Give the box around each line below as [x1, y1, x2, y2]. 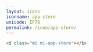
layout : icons [6, 8, 41, 14]
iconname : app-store [6, 14, 56, 20]
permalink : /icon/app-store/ [6, 24, 77, 31]
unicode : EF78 [6, 19, 41, 25]
